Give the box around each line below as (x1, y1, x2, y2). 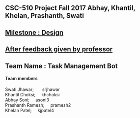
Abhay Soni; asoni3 (5, 97, 49, 103)
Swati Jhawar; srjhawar (5, 86, 60, 92)
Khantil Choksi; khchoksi (5, 91, 60, 97)
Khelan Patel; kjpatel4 (5, 107, 54, 113)
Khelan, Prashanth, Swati (5, 12, 84, 20)
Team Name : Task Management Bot (5, 61, 118, 70)
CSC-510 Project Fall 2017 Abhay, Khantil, (5, 4, 136, 12)
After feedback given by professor (5, 45, 113, 54)
